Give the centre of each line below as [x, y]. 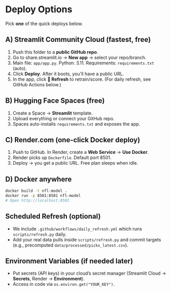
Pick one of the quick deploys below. [44, 24]
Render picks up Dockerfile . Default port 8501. [62, 158]
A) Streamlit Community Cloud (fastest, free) [78, 40]
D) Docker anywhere [39, 179]
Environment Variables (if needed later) [69, 261]
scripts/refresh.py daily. [40, 234]
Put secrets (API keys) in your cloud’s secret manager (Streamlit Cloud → [89, 273]
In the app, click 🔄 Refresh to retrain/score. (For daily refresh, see [82, 79]
